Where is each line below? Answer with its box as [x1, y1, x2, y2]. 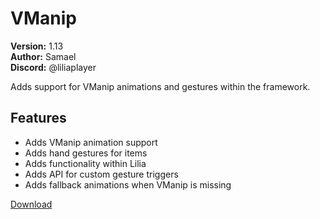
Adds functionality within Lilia [24, 157, 147, 169]
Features [10, 110, 67, 127]
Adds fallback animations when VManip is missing [24, 178, 232, 191]
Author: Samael [10, 50, 77, 62]
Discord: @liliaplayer [10, 61, 97, 73]
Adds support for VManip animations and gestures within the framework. [10, 80, 311, 92]
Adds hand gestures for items [24, 147, 148, 159]
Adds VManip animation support [24, 136, 158, 148]
